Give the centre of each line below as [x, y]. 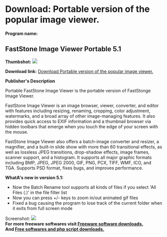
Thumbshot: [18, 62]
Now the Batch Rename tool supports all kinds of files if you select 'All [84, 187]
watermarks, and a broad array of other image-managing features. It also [80, 116]
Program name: [22, 33]
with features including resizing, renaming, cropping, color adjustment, [78, 111]
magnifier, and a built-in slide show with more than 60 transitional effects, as [84, 147]
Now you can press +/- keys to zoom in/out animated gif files [75, 198]
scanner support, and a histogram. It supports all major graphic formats [79, 157]
